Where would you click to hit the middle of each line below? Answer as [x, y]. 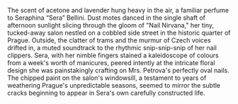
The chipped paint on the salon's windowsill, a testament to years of [107, 78]
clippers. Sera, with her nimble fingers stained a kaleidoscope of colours [113, 55]
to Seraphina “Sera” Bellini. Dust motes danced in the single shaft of [107, 18]
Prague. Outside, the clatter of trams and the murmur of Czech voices [109, 40]
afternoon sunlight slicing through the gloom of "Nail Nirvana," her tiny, [111, 25]
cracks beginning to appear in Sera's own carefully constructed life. [106, 93]
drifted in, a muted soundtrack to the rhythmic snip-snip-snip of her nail [112, 48]
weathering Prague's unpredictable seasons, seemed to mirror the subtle [114, 85]
